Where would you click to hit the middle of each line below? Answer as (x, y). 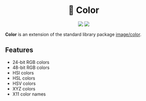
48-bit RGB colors (31, 67)
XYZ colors (24, 88)
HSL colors (24, 78)
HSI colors (23, 72)
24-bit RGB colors (31, 62)
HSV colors (24, 83)
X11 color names (29, 94)
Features (19, 50)
